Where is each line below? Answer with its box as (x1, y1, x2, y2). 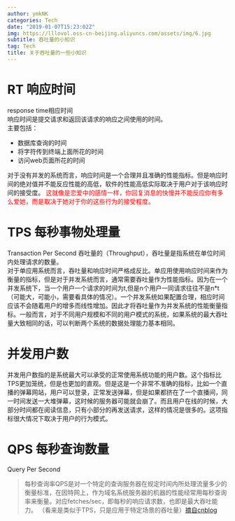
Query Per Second (7, 465, 61, 473)
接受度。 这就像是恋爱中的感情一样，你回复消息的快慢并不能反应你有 (19, 188, 218, 197)
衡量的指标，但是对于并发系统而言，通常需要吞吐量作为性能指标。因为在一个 (7, 275, 228, 284)
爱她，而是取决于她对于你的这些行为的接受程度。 (13, 197, 155, 205)
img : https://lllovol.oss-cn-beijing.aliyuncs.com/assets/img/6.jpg (7, 29, 211, 37)
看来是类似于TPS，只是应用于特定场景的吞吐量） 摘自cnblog (44, 506, 218, 514)
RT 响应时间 (7, 82, 76, 98)
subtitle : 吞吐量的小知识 (7, 36, 76, 43)
